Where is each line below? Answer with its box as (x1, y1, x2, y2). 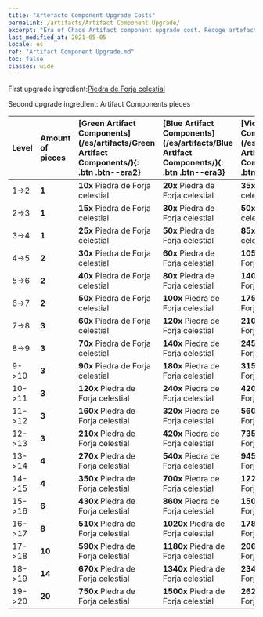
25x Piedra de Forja (77, 225, 151, 236)
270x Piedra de (77, 450, 135, 461)
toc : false (8, 56, 44, 64)
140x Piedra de (162, 338, 221, 349)
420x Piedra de (162, 428, 221, 439)
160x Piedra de (77, 405, 135, 416)
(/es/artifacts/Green (77, 137, 155, 148)
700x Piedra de (162, 473, 221, 484)
